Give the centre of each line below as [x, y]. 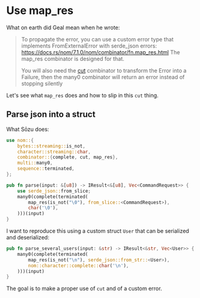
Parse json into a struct [51, 114]
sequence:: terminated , [46, 169]
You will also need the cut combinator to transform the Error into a [104, 70]
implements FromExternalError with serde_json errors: [89, 46]
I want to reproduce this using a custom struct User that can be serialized [98, 231]
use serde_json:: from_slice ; [54, 191]
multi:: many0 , [35, 163]
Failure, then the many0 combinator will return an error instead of [103, 77]
